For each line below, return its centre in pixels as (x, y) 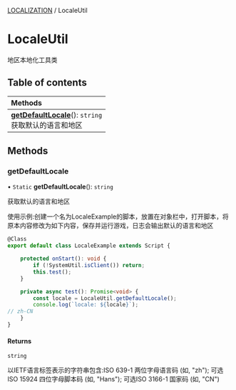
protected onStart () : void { (63, 259)
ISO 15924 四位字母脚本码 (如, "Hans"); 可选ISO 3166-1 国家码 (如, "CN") (113, 379)
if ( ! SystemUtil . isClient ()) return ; (89, 266)
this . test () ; (52, 272)
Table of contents (47, 82)
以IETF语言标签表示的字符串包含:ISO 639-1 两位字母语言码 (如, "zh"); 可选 (116, 370)
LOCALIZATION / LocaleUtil (47, 10)
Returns (20, 341)
